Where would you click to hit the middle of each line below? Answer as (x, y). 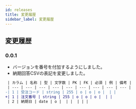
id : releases (19, 10)
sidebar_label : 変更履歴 (30, 19)
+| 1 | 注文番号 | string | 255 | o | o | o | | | (59, 97)
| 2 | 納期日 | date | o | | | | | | (48, 101)
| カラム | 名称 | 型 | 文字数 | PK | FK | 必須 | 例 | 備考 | (70, 83)
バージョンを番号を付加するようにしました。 (59, 67)
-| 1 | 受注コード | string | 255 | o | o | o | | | (61, 92)
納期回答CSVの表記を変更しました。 (50, 73)
